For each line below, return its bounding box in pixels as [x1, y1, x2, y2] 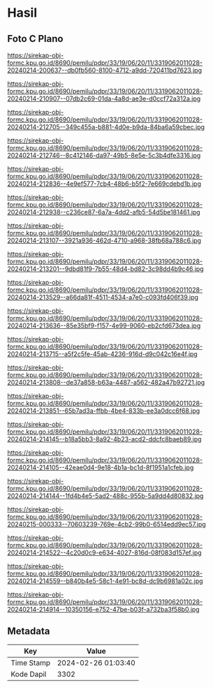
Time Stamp [10, 658, 51, 668]
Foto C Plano [7, 33, 64, 45]
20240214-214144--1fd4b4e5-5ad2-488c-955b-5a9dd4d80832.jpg [7, 492, 204, 500]
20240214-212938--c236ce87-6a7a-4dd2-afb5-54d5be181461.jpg [7, 208, 200, 216]
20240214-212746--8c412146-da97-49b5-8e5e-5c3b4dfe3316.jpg [7, 152, 201, 159]
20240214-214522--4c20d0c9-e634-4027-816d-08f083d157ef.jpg [7, 548, 202, 557]
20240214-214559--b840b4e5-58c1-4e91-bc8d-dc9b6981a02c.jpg [7, 577, 204, 585]
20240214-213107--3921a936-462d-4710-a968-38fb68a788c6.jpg [7, 236, 201, 244]
